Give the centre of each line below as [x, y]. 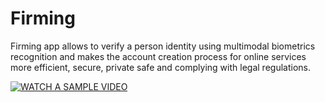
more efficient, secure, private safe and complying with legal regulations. [160, 67]
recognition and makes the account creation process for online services [158, 56]
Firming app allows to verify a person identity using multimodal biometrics [163, 46]
